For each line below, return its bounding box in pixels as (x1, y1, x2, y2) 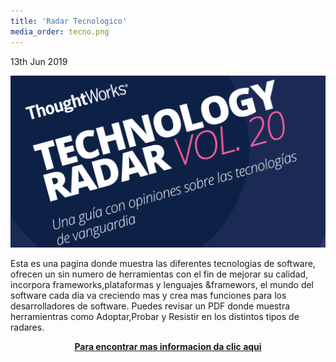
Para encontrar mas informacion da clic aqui (74, 340, 262, 352)
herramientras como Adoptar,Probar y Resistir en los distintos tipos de (10, 310, 300, 322)
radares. (10, 321, 45, 333)
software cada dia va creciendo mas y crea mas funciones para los (10, 289, 287, 301)
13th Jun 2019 (10, 55, 68, 67)
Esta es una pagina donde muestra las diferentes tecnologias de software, (10, 257, 316, 269)
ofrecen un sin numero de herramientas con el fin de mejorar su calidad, (10, 268, 309, 280)
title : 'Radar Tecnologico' (10, 16, 128, 26)
